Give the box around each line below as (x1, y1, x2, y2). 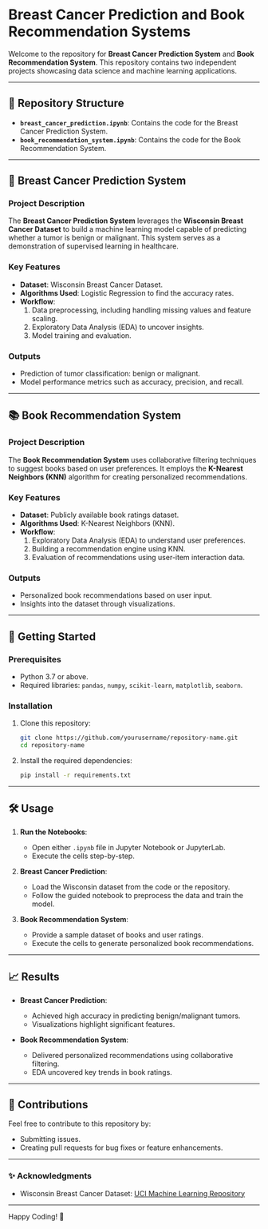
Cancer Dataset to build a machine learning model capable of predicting (8, 225, 247, 234)
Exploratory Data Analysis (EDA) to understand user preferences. (31, 535, 246, 545)
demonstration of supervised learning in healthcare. (8, 241, 179, 251)
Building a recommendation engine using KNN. (31, 544, 186, 554)
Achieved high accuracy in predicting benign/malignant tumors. (31, 1011, 241, 1020)
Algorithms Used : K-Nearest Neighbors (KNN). (19, 519, 175, 528)
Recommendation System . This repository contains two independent (8, 58, 237, 67)
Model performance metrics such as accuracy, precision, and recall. (19, 377, 244, 387)
